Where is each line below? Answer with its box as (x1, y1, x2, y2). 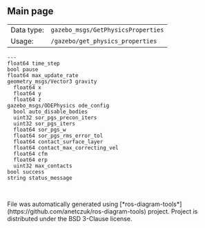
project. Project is (147, 207, 198, 216)
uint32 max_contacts (13, 162, 72, 169)
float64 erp (13, 156, 48, 163)
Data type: (10, 25, 45, 34)
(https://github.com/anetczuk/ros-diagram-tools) (7, 207, 146, 216)
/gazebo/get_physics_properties (50, 37, 157, 45)
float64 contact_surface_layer (13, 138, 104, 145)
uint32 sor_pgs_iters (13, 120, 76, 127)
